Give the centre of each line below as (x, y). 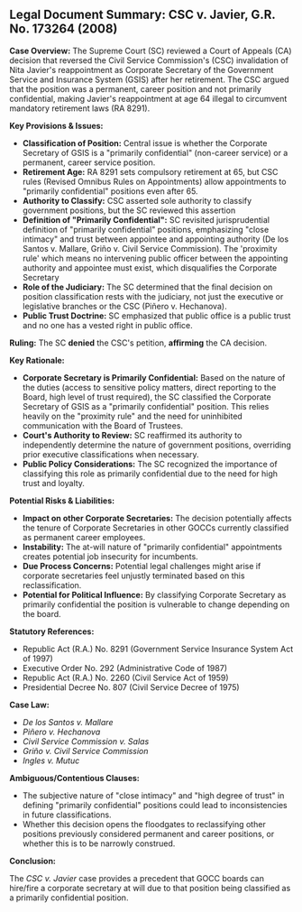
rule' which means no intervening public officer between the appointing (155, 258)
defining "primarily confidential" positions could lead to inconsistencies (155, 805)
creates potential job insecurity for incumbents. (110, 556)
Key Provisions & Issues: (56, 125)
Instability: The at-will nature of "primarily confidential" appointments (152, 547)
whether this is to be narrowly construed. (99, 843)
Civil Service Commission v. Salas (86, 741)
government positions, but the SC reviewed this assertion (129, 210)
